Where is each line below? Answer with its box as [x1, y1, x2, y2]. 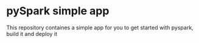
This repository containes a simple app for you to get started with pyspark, [6, 24, 194, 31]
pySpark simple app [6, 4, 110, 18]
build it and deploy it [6, 30, 58, 37]
